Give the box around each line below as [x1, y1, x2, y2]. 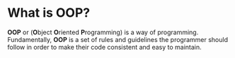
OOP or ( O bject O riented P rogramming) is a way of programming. [7, 28, 199, 36]
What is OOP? [7, 5, 91, 21]
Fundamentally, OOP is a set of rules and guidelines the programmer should [7, 35, 229, 43]
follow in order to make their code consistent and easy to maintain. [7, 43, 202, 51]
